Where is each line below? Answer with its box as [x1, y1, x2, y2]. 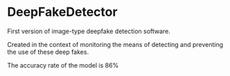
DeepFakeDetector [7, 4, 118, 20]
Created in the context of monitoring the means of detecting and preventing [7, 40, 224, 48]
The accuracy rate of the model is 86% [7, 61, 119, 69]
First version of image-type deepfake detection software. [7, 27, 171, 35]
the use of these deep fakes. [7, 48, 89, 56]
